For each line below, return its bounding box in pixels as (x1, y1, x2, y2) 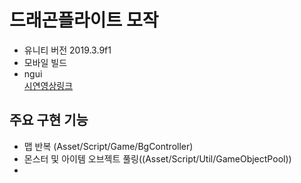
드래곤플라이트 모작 (9, 9, 159, 32)
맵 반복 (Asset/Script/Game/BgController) (23, 140, 194, 152)
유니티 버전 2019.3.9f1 (23, 44, 112, 56)
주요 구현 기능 (9, 112, 89, 129)
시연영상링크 (23, 79, 74, 91)
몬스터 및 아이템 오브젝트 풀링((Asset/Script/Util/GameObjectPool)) (23, 152, 292, 165)
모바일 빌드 (23, 56, 68, 68)
